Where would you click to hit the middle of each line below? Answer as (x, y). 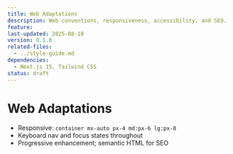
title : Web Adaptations (43, 14)
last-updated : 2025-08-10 (45, 34)
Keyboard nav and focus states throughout (80, 136)
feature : (20, 27)
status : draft (28, 73)
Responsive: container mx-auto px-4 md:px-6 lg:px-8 (97, 128)
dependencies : (28, 60)
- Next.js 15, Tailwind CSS (55, 67)
